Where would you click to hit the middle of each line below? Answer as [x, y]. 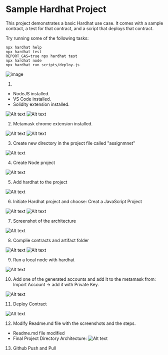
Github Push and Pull [34, 348]
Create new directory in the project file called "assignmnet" [74, 143]
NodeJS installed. [31, 93]
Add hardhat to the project [40, 182]
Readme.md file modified [39, 333]
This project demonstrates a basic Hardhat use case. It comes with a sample [84, 23]
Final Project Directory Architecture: [50, 338]
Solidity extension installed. [41, 104]
